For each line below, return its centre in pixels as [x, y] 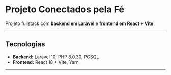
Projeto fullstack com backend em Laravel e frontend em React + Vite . [80, 23]
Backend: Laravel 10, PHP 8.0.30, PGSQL [56, 57]
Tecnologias [25, 44]
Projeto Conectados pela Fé [65, 9]
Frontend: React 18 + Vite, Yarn [46, 62]
